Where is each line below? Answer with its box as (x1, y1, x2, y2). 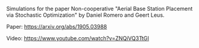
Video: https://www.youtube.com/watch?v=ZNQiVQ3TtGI (6, 35, 149, 41)
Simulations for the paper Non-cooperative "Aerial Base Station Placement (6, 5, 193, 12)
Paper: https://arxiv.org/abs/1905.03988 (6, 23, 108, 30)
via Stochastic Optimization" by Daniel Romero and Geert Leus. (6, 11, 165, 19)
